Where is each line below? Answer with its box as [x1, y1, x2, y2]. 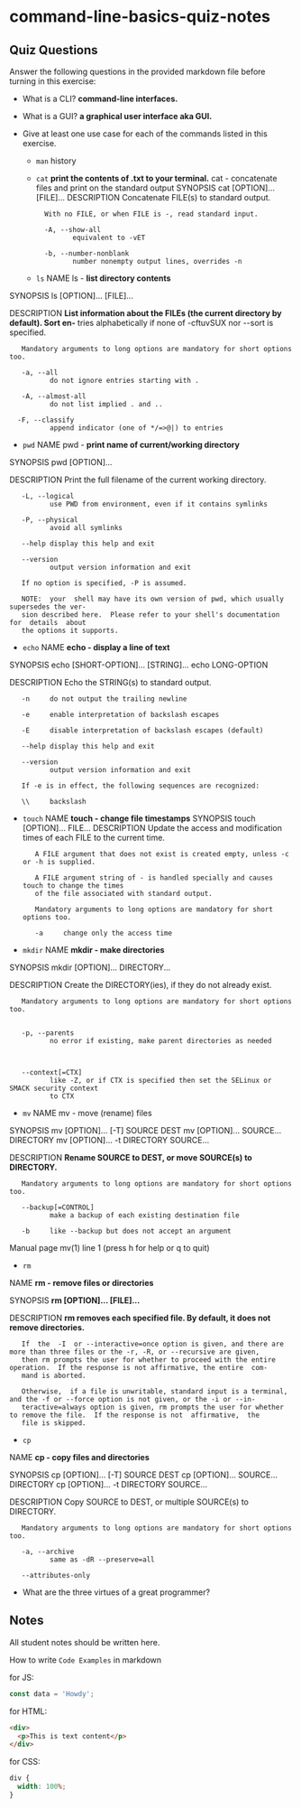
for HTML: [9, 1705, 48, 1717]
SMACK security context [9, 1084, 99, 1093]
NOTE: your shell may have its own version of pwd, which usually [21, 594, 284, 603]
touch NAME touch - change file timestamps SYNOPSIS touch [22, 813, 256, 824]
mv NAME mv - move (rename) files [22, 1108, 152, 1118]
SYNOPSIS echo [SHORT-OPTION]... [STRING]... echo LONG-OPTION [9, 659, 269, 670]
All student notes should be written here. [9, 1636, 160, 1647]
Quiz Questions [9, 42, 98, 58]
